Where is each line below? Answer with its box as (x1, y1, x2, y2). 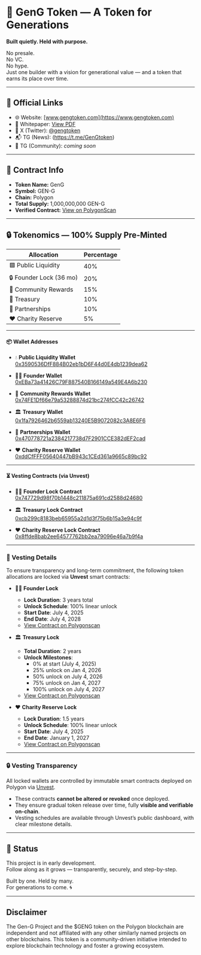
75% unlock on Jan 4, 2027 (32, 679, 101, 686)
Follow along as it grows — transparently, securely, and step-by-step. (6, 866, 178, 873)
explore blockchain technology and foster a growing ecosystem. (6, 942, 165, 949)
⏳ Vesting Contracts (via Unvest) (6, 472, 90, 480)
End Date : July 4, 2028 (23, 615, 81, 623)
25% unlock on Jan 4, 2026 (32, 667, 102, 674)
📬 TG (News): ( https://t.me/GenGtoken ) (14, 133, 115, 141)
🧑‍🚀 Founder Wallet (14, 372, 63, 379)
